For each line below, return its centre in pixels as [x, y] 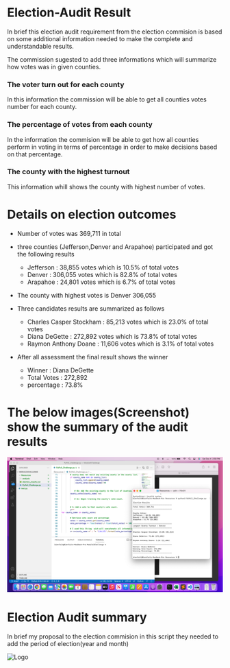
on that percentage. [35, 154]
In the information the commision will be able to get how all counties [103, 139]
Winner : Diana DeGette [61, 370]
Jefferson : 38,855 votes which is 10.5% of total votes [103, 267]
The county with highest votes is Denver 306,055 [86, 295]
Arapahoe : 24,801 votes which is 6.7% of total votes [101, 282]
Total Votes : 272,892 [57, 377]
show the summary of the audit [98, 427]
